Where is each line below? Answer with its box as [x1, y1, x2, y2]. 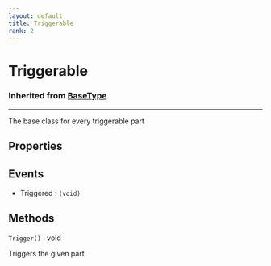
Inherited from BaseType [8, 90, 107, 102]
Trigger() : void [8, 233, 62, 243]
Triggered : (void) [19, 189, 81, 198]
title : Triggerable [8, 19, 74, 27]
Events [8, 167, 44, 181]
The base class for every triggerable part [8, 116, 145, 126]
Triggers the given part [8, 248, 85, 258]
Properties [8, 139, 63, 153]
